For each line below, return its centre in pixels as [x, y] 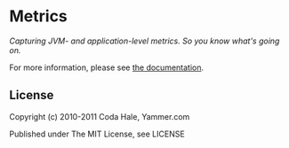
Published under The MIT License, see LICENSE [97, 134]
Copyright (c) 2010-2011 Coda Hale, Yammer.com [100, 116]
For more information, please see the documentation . [107, 67]
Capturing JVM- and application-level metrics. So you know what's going [144, 41]
